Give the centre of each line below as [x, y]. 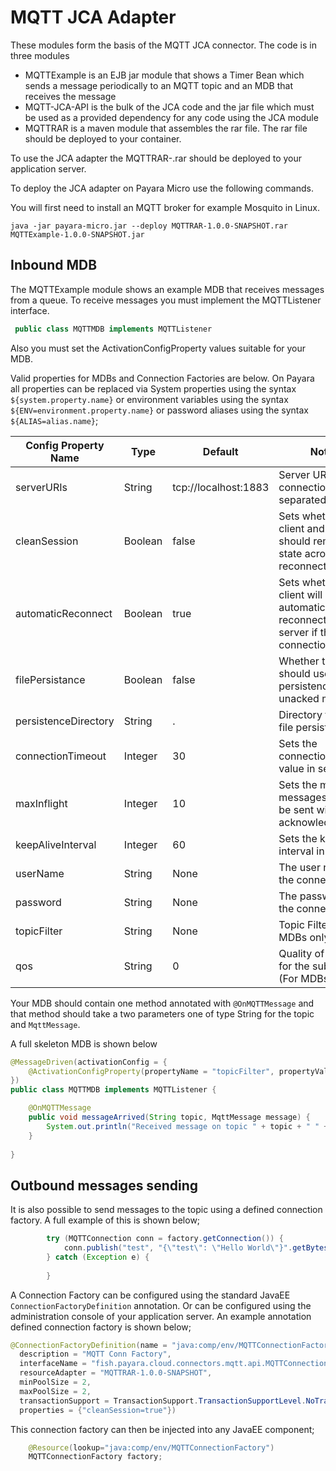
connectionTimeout [61, 756]
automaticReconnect [64, 613]
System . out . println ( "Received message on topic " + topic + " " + [187, 1126]
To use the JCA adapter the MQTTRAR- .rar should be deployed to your [156, 158]
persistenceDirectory [65, 721]
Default [220, 451]
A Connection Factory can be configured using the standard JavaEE [150, 1295]
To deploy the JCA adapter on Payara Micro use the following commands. [162, 188]
